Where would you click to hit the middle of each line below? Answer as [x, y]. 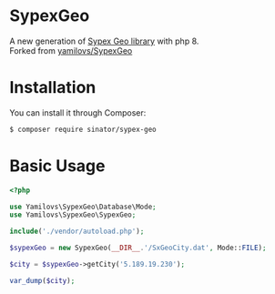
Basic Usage [57, 166]
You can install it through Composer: [78, 112]
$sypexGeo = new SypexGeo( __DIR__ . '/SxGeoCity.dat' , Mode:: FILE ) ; [138, 248]
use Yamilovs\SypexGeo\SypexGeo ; [73, 215]
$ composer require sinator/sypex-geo [83, 129]
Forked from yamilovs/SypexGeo [71, 50]
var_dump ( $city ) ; [42, 280]
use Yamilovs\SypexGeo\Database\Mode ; [83, 207]
